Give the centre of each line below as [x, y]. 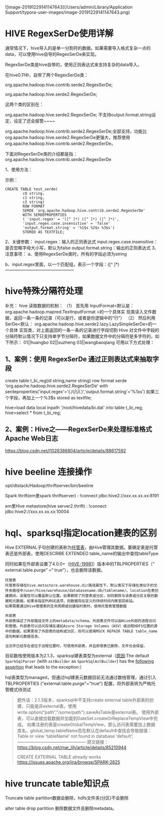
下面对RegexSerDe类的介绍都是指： [41, 154]
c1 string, [34, 198]
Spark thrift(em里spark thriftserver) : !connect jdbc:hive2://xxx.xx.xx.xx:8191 [82, 496]
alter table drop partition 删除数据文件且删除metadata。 [61, 808]
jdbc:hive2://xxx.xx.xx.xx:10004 [37, 512]
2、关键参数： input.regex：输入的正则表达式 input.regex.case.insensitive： [82, 241]
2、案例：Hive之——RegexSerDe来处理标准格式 [79, 430]
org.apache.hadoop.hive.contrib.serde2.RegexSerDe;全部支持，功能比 [76, 131]
